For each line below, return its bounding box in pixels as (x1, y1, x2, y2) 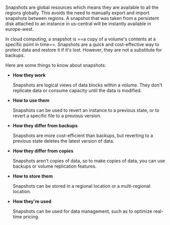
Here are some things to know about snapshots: (5, 62, 106, 68)
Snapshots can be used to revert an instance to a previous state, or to (12, 107, 160, 113)
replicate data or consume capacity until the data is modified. (12, 87, 142, 94)
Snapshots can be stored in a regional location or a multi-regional (12, 183, 151, 189)
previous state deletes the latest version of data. (12, 138, 114, 144)
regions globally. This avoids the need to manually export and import (5, 10, 150, 16)
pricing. (23, 214, 39, 219)
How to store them (12, 173, 53, 179)
